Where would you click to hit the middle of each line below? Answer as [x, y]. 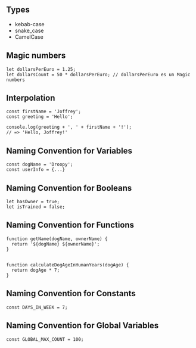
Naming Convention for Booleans [69, 188]
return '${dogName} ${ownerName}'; [56, 244]
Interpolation [31, 98]
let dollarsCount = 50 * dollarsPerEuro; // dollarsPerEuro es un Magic [98, 74]
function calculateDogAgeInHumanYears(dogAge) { [68, 265]
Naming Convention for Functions [70, 225]
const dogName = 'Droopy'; [40, 164]
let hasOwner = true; [33, 202]
